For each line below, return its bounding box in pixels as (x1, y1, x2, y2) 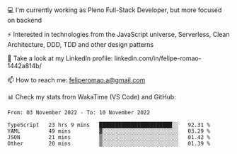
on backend (7, 16, 42, 24)
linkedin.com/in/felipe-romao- (114, 54, 202, 62)
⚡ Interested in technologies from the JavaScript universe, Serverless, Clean (7, 31, 230, 38)
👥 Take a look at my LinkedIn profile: (7, 54, 113, 62)
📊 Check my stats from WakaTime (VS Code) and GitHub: (7, 93, 177, 101)
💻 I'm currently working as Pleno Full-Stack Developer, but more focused (7, 6, 222, 14)
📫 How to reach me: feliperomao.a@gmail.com (7, 76, 146, 84)
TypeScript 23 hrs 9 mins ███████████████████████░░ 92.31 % (7, 121, 211, 128)
